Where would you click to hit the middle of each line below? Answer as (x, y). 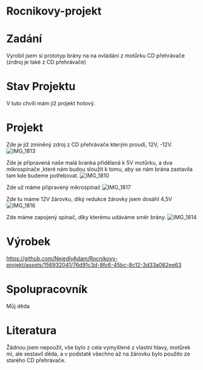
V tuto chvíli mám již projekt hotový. (51, 104)
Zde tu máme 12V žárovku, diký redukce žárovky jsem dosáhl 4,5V (89, 199)
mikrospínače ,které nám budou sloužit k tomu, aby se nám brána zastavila (99, 169)
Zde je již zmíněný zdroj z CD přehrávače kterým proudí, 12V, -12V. (89, 144)
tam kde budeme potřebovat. (42, 176)
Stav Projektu (41, 87)
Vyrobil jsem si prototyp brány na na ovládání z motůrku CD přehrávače (95, 56)
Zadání (24, 39)
